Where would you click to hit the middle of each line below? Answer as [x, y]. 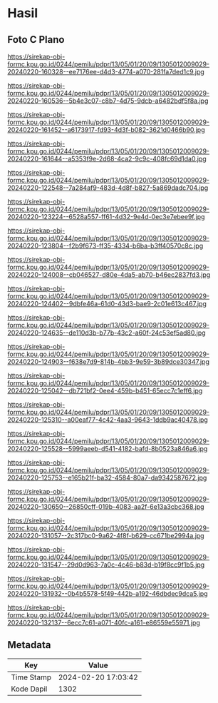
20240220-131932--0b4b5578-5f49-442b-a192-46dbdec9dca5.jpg [108, 593]
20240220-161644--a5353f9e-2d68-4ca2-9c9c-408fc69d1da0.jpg [107, 159]
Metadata [29, 645]
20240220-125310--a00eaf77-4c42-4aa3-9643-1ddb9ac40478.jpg [108, 420]
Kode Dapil [29, 689]
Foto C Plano [36, 40]
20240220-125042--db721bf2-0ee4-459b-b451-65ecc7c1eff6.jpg [105, 391]
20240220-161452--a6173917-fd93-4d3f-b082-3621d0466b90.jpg [106, 130]
